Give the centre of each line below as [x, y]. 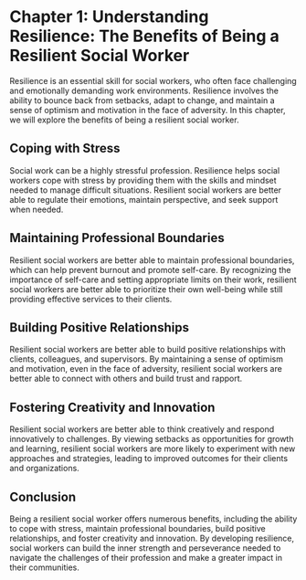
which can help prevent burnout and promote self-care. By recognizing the [150, 269]
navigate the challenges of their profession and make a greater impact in [146, 558]
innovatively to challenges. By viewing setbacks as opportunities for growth [152, 439]
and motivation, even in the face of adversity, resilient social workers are [146, 369]
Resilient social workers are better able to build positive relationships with [148, 350]
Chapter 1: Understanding [109, 17]
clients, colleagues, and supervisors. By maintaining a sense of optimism [146, 359]
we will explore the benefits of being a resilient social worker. [124, 120]
